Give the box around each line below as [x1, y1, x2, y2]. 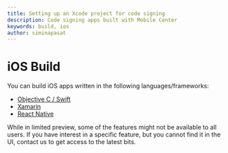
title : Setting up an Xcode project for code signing [7, 10, 166, 17]
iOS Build [7, 59, 61, 74]
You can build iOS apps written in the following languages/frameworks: [7, 82, 209, 90]
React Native [17, 110, 54, 118]
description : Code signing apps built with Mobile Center [7, 17, 178, 23]
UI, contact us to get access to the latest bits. [7, 138, 136, 146]
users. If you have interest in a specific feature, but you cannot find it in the [7, 130, 221, 139]
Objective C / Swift [17, 95, 71, 103]
